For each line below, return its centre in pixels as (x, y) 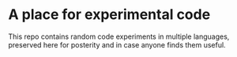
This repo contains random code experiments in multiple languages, (119, 36)
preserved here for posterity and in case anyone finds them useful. (117, 44)
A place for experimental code (109, 15)
